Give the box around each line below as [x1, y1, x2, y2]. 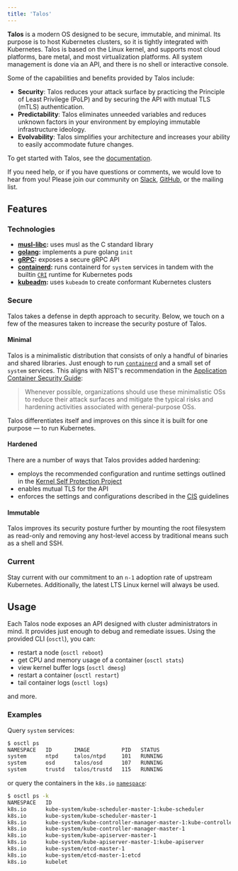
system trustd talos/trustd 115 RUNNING [7, 766, 163, 773]
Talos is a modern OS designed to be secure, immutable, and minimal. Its [7, 30, 221, 38]
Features [7, 203, 47, 215]
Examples [7, 710, 42, 719]
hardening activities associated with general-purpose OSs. [24, 402, 196, 411]
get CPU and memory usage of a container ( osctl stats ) [17, 656, 184, 664]
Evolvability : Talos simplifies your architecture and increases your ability [17, 132, 230, 141]
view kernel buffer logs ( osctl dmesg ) [17, 664, 126, 672]
